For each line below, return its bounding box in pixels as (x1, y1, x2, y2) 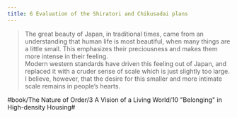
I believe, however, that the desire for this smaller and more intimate (24, 74, 223, 83)
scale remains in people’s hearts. (24, 81, 121, 90)
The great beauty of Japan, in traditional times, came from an (24, 29, 204, 38)
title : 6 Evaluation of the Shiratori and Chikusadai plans (7, 10, 189, 18)
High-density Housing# (7, 103, 76, 111)
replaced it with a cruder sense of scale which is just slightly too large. (24, 67, 230, 75)
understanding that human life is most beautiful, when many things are (24, 37, 231, 46)
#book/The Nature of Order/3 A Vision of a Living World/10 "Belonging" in (7, 96, 223, 104)
